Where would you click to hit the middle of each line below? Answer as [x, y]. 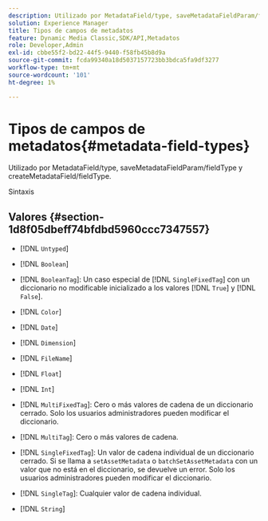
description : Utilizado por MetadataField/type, [91, 16]
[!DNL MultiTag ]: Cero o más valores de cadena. [99, 437]
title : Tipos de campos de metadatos [71, 30]
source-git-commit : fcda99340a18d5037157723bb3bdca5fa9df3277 [114, 61]
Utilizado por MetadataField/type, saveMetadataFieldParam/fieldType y [126, 168]
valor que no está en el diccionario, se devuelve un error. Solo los [127, 470]
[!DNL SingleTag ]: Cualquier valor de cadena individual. [110, 493]
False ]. [31, 297]
